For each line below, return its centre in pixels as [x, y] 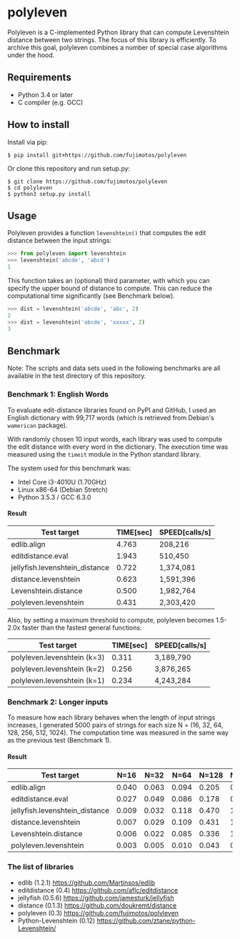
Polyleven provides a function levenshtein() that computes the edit [107, 233]
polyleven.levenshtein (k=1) [58, 680]
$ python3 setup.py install [49, 194]
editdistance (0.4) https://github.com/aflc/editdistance [98, 890]
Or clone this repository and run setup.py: [69, 168]
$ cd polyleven [30, 188]
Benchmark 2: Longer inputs [58, 702]
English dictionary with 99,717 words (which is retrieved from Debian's [111, 417]
